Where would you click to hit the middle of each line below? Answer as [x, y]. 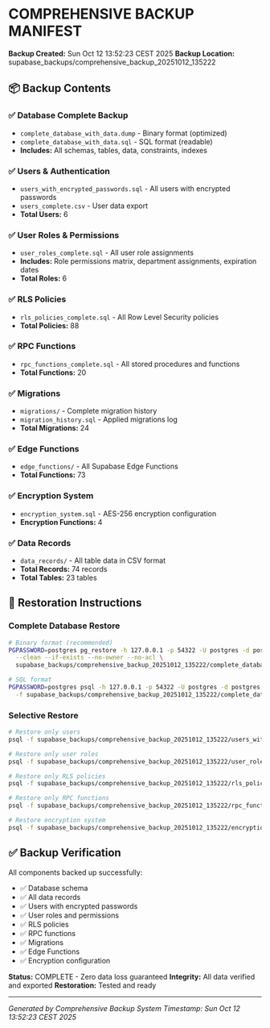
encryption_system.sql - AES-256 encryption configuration [118, 514]
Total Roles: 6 [43, 278]
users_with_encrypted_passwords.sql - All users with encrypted [125, 188]
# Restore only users [45, 732]
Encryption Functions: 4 [61, 522]
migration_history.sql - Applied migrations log [99, 419]
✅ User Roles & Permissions [64, 235]
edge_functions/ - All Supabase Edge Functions [99, 466]
